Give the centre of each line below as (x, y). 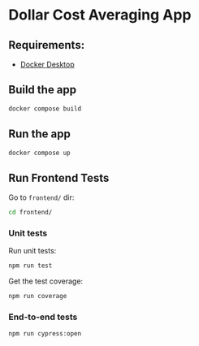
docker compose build (45, 108)
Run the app (39, 134)
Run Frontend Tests (59, 177)
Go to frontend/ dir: (41, 197)
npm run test (30, 266)
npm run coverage (38, 296)
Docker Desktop (47, 64)
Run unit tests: (32, 251)
